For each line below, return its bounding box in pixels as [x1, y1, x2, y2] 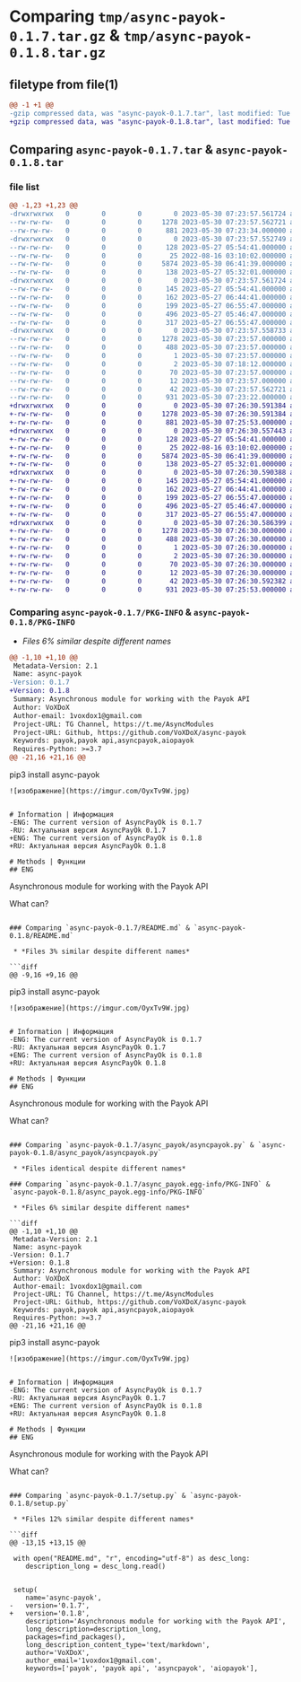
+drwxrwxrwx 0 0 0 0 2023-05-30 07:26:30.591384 [9, 401, 287, 410]
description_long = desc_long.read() [25, 1562, 167, 1572]
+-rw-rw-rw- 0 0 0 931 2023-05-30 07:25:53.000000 [9, 585, 287, 594]
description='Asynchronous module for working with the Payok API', [25, 1617, 287, 1626]
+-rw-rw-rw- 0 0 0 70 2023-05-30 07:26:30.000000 [9, 559, 287, 569]
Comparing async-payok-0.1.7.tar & [9, 142, 213, 158]
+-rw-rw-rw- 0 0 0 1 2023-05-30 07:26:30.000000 [9, 543, 287, 553]
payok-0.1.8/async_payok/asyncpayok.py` [9, 1149, 163, 1158]
